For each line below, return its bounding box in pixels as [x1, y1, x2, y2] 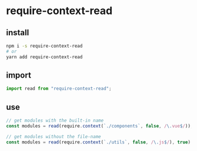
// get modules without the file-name [6, 133, 101, 139]
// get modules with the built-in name [6, 118, 104, 124]
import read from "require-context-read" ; [6, 86, 112, 92]
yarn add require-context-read [6, 54, 83, 60]
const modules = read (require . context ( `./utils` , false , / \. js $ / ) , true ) [6, 139, 191, 145]
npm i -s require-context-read [6, 43, 83, 49]
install [6, 28, 29, 38]
